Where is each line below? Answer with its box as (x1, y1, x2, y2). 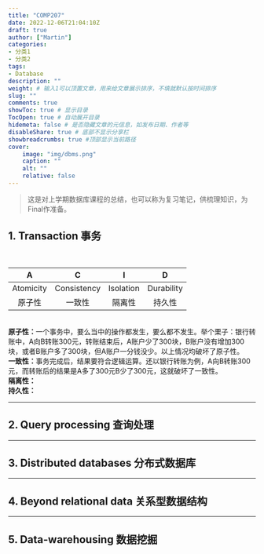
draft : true (8, 26, 47, 34)
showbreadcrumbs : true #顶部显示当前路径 (8, 135, 136, 144)
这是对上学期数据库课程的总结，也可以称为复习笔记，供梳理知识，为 (27, 194, 248, 204)
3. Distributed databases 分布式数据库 (8, 456, 196, 469)
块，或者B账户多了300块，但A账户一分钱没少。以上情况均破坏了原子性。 (8, 346, 244, 355)
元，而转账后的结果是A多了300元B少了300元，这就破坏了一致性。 (8, 366, 222, 375)
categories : (8, 41, 47, 49)
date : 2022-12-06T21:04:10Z (8, 19, 101, 27)
